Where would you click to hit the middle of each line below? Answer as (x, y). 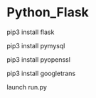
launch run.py (27, 87)
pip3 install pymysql (36, 45)
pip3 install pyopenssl (38, 59)
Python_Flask (48, 12)
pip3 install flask (31, 32)
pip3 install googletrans (41, 73)
